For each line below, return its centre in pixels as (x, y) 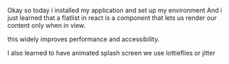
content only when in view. (47, 25)
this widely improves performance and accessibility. (84, 39)
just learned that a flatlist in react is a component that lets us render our (112, 18)
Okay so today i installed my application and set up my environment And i (115, 10)
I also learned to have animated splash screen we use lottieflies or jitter (111, 53)
